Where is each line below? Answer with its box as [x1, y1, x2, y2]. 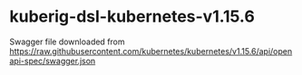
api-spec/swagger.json [9, 55, 96, 66]
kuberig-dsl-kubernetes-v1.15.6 [9, 6, 256, 27]
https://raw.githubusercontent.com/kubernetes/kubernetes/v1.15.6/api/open [9, 45, 293, 56]
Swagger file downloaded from [9, 36, 125, 47]
